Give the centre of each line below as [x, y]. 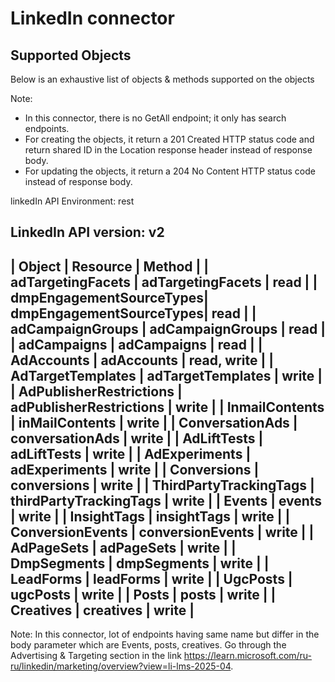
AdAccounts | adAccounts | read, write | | [142, 360]
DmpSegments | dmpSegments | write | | [140, 563]
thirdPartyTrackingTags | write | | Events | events [166, 500]
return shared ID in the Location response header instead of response [168, 150]
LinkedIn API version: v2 [87, 232]
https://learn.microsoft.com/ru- [248, 656]
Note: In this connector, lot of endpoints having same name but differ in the [165, 634]
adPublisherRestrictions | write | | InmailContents [167, 407]
